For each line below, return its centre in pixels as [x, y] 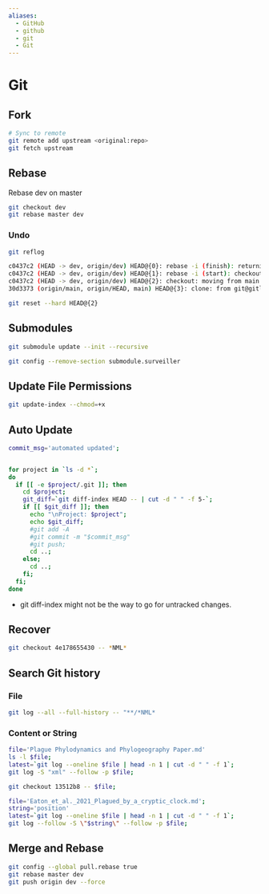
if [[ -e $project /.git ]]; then [71, 485]
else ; [32, 559]
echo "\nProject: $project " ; [78, 514]
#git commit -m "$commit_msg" [80, 537]
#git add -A [49, 529]
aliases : [23, 16]
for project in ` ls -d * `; [53, 469]
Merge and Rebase [56, 849]
